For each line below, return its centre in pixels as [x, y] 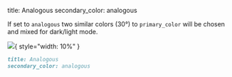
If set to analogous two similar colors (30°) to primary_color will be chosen [116, 24]
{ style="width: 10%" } [47, 46]
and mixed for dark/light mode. [53, 32]
